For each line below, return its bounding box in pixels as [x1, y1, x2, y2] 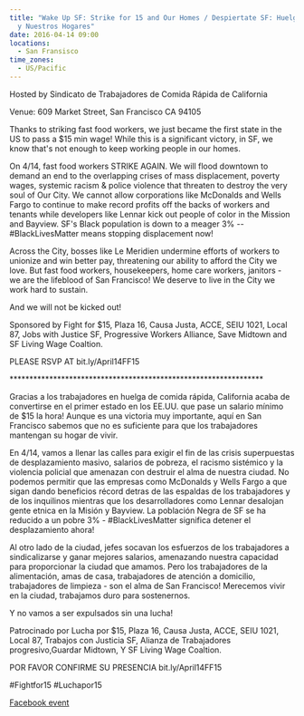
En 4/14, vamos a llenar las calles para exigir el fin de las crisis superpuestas [9, 447, 295, 458]
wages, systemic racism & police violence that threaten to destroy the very [9, 179, 288, 190]
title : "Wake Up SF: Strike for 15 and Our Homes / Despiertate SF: [9, 13, 273, 23]
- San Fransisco [17, 47, 79, 56]
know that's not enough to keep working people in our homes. [9, 142, 242, 154]
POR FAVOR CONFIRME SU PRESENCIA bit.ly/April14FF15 [9, 662, 223, 672]
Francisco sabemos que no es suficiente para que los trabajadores [9, 420, 258, 431]
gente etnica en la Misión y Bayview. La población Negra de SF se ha [9, 505, 267, 516]
